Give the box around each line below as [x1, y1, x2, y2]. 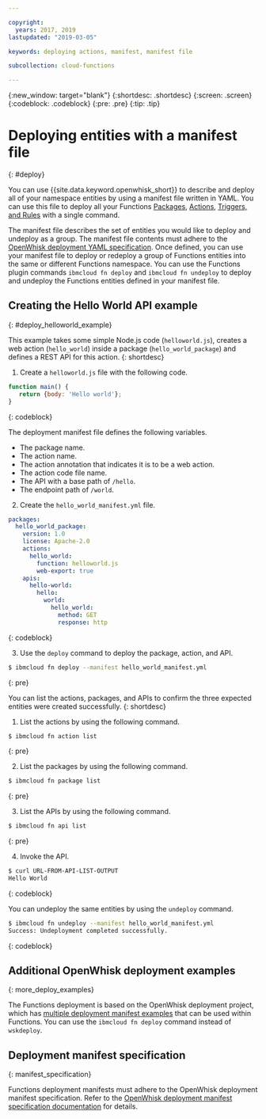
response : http [58, 618, 108, 626]
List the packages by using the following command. [19, 762, 188, 771]
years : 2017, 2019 [15, 25, 77, 34]
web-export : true [36, 567, 93, 575]
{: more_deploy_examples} [8, 985, 95, 995]
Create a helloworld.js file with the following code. [19, 367, 188, 377]
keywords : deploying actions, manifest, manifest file [8, 48, 193, 55]
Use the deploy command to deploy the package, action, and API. [19, 648, 234, 657]
